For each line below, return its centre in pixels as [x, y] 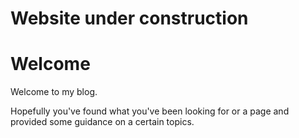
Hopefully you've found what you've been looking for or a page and [150, 111]
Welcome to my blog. [54, 92]
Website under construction [129, 18]
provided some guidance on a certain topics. [102, 122]
